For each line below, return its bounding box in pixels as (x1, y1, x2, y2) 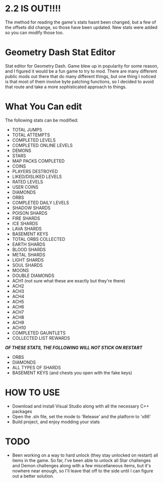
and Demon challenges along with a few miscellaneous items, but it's (12, 462, 151, 468)
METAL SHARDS (12, 252, 45, 257)
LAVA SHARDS (12, 226, 42, 231)
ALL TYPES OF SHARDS (12, 364, 61, 370)
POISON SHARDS (12, 210, 48, 216)
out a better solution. (12, 473, 55, 479)
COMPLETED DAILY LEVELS (12, 200, 69, 205)
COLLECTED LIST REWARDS (12, 335, 70, 341)
